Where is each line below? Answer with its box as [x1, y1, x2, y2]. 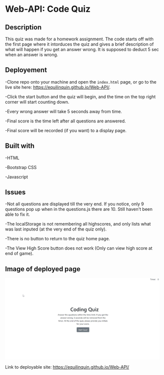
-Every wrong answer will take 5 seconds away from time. [5, 108, 122, 114]
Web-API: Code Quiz [5, 3, 91, 15]
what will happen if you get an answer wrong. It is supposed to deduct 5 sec [5, 47, 159, 52]
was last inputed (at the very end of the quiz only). [5, 226, 107, 232]
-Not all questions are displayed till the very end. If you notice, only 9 [5, 201, 144, 207]
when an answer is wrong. [5, 52, 58, 58]
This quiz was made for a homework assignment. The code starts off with [5, 36, 154, 42]
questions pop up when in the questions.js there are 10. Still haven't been [5, 206, 153, 212]
